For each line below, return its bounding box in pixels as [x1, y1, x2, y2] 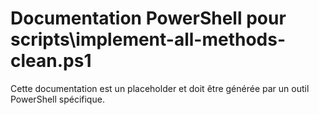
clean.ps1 [10, 50, 92, 72]
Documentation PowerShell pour [10, 7, 287, 30]
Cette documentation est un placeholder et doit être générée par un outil [10, 82, 310, 94]
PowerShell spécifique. [10, 93, 105, 105]
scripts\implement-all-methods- [10, 28, 287, 51]
